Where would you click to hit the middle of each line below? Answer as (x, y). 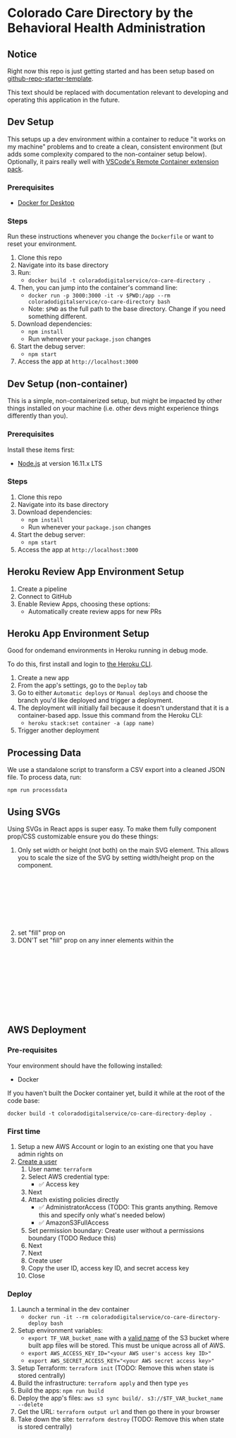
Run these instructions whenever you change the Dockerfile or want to (111, 236)
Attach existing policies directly (74, 1200)
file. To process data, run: (45, 777)
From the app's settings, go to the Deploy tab (82, 685)
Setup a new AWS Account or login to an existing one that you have (115, 1147)
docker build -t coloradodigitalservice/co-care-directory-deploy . (110, 1113)
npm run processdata (38, 790)
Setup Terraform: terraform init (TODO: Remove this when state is (116, 1368)
